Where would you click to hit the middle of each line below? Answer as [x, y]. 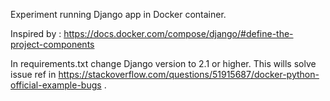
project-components [52, 44]
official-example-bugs [56, 85]
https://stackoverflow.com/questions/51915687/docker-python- [189, 74]
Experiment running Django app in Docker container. [118, 14]
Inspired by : [36, 33]
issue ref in [33, 74]
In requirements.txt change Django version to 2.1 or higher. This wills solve [163, 63]
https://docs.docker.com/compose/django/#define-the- [178, 33]
